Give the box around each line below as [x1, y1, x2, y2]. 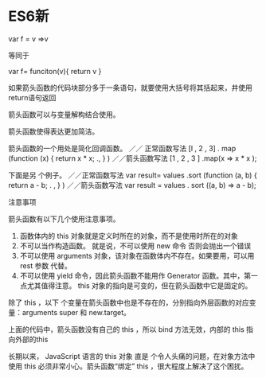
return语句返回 [8, 92, 57, 102]
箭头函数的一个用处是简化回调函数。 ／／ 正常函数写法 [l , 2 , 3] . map [8, 143, 237, 153]
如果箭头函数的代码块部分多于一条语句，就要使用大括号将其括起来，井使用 [8, 83, 252, 92]
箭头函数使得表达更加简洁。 [8, 127, 100, 136]
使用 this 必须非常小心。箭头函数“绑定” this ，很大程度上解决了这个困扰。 [8, 361, 248, 371]
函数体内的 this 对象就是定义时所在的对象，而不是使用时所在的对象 [19, 231, 239, 240]
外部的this [14, 334, 49, 344]
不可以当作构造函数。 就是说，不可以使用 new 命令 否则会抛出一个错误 [19, 240, 252, 251]
